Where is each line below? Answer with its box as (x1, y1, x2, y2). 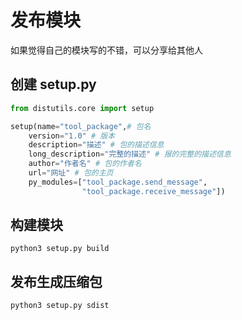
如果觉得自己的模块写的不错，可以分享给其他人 (10, 44, 203, 56)
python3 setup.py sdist (10, 301, 110, 311)
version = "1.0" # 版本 (28, 131, 115, 141)
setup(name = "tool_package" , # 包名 (10, 121, 152, 131)
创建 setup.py (10, 76, 97, 93)
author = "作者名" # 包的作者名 (28, 159, 142, 169)
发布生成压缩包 (10, 273, 103, 290)
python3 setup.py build (10, 244, 110, 254)
